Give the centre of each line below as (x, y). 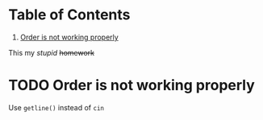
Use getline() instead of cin (56, 107)
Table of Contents (69, 15)
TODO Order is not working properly (132, 85)
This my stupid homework (52, 52)
